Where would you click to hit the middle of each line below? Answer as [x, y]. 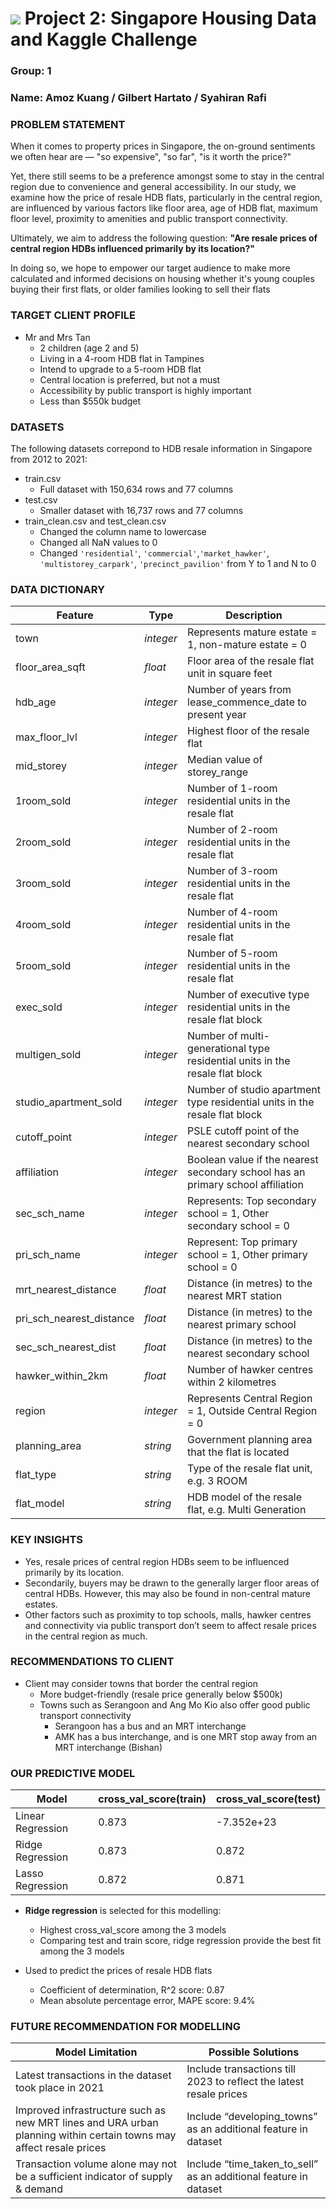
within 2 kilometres [232, 1382]
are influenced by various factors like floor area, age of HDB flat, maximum [164, 208]
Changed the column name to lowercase [123, 531]
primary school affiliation [245, 1185]
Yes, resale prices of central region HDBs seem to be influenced [157, 1561]
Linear [30, 1816]
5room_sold [43, 966]
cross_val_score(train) [152, 1799]
